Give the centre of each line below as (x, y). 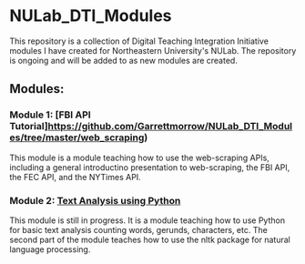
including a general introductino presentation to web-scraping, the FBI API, (150, 167)
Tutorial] (29, 127)
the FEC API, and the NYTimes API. (75, 177)
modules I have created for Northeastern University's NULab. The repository (153, 50)
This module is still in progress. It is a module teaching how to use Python (147, 220)
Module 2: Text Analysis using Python (95, 200)
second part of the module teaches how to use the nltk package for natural (150, 239)
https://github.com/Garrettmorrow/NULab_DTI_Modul (170, 127)
